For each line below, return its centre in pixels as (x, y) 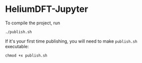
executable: (17, 46)
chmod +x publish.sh (26, 56)
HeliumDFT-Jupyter (47, 9)
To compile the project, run (33, 23)
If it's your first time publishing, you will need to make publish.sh (71, 41)
